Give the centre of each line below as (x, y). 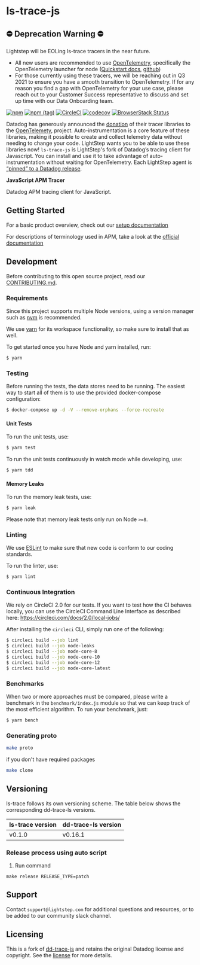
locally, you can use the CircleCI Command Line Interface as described (93, 611)
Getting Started (36, 211)
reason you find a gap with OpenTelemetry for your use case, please (99, 88)
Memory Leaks (25, 483)
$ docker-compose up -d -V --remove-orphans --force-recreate (85, 410)
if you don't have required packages (51, 759)
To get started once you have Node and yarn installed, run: (79, 347)
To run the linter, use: (32, 566)
